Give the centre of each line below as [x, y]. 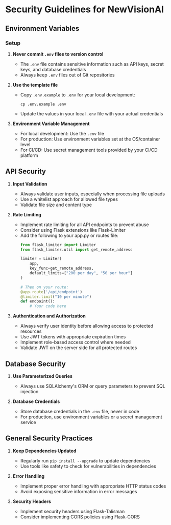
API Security [26, 171]
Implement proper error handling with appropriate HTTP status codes [93, 486]
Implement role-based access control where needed [76, 342]
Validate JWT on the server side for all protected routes [79, 348]
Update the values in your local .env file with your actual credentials [92, 113]
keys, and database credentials [53, 69]
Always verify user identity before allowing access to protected [87, 326]
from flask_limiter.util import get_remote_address [76, 250]
